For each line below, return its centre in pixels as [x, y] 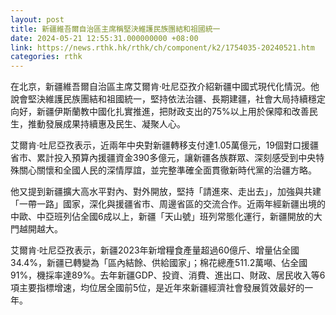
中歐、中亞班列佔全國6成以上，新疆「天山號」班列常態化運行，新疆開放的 [162, 217]
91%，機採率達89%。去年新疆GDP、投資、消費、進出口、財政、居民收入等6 [168, 275]
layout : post [37, 19]
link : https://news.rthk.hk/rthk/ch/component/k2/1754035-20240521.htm [162, 47]
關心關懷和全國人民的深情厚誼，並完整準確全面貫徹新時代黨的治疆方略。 [167, 170]
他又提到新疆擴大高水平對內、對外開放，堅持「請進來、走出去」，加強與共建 [166, 192]
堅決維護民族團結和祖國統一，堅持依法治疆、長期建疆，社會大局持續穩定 [176, 99]
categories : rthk [46, 57]
